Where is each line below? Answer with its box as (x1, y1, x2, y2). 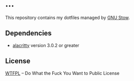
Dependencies (5, 29, 52, 37)
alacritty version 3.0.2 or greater (12, 42, 79, 48)
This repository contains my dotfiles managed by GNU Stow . (5, 14, 130, 20)
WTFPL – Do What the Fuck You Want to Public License (5, 70, 119, 76)
